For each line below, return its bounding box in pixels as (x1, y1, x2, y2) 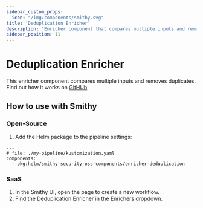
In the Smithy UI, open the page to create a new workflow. (14, 189, 160, 196)
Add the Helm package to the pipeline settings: (14, 133, 132, 140)
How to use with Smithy (6, 101, 97, 112)
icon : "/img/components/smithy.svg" (11, 15, 104, 21)
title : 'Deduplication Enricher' (6, 20, 91, 26)
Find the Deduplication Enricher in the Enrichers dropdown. (14, 195, 163, 203)
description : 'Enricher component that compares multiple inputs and (6, 25, 185, 32)
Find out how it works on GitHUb (6, 84, 88, 91)
